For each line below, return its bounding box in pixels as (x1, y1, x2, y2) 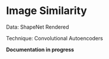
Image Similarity (6, 4, 87, 18)
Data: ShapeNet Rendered (6, 23, 69, 30)
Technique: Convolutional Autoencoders (6, 34, 104, 41)
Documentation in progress (6, 46, 74, 53)
